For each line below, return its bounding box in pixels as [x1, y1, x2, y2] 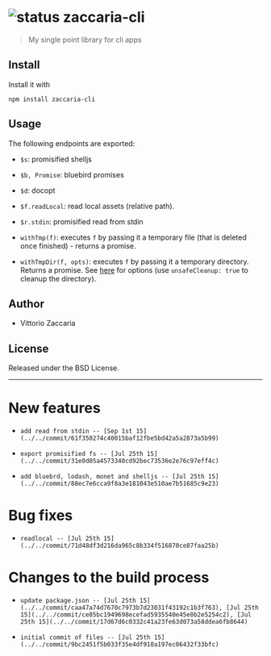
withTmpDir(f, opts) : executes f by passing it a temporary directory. [19, 257, 249, 266]
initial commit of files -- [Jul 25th [19, 633, 151, 641]
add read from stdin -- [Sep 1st [19, 428, 133, 436]
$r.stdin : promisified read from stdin [19, 216, 144, 226]
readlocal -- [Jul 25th [19, 535, 101, 543]
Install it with [8, 79, 51, 89]
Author [8, 297, 44, 311]
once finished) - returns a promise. [19, 240, 136, 250]
